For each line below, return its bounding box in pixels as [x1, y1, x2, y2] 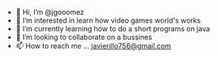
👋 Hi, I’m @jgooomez [15, 8, 85, 16]
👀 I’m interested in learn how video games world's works [15, 16, 201, 25]
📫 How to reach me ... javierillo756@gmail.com [15, 42, 172, 50]
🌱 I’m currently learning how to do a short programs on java [15, 24, 210, 33]
